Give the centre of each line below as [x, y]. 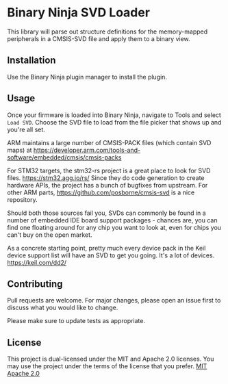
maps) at [20, 150]
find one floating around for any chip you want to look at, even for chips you [114, 227]
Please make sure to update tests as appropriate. [76, 321]
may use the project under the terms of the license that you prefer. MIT [107, 366]
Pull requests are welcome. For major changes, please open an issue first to [114, 300]
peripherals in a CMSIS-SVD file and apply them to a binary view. [99, 38]
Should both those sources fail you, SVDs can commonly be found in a [107, 213]
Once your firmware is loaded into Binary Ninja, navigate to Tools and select [114, 115]
